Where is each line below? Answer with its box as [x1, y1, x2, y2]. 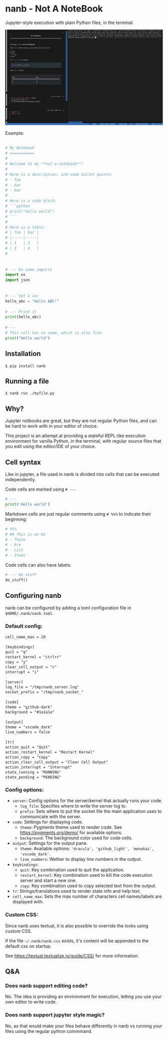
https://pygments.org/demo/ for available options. [19, 830, 123, 836]
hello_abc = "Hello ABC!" [5, 298, 59, 303]
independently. [5, 477, 36, 483]
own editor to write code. [5, 999, 57, 1005]
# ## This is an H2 [5, 532, 46, 537]
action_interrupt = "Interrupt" [5, 765, 72, 770]
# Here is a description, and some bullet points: [5, 172, 113, 177]
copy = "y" [5, 659, 28, 664]
